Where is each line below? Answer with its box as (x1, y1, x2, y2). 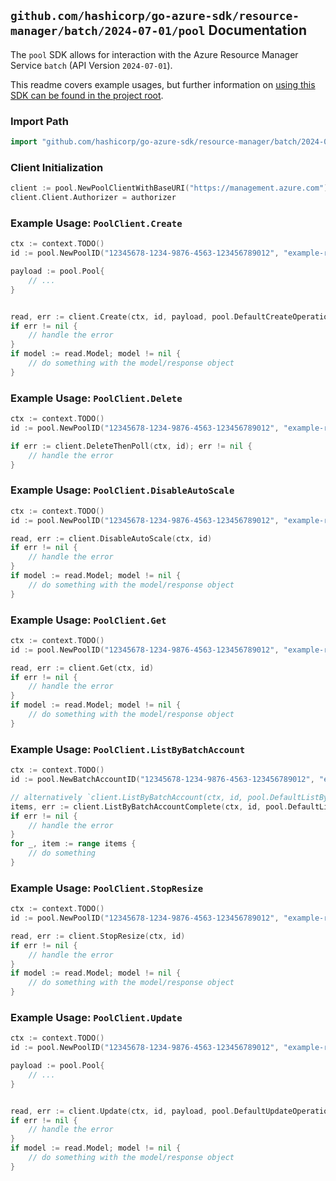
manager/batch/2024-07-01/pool (10, 24, 206, 39)
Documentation (208, 22, 308, 39)
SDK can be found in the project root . (10, 89, 164, 101)
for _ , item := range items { (10, 839, 137, 849)
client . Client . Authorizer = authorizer (10, 193, 177, 203)
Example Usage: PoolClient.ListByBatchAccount (10, 742, 246, 756)
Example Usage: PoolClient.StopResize (10, 881, 204, 895)
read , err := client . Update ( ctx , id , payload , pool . (10, 1106, 235, 1116)
